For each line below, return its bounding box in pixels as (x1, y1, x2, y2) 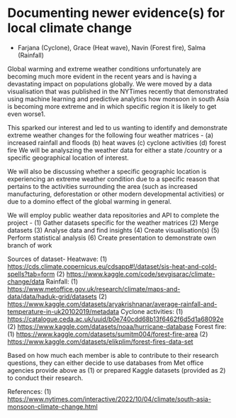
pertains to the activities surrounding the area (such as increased (7, 182, 198, 190)
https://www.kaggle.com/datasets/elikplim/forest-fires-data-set (7, 337, 193, 346)
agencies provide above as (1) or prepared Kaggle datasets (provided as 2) (7, 366, 226, 374)
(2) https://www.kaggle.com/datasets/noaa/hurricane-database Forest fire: (7, 322, 227, 330)
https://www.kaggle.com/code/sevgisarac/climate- (66, 269, 215, 278)
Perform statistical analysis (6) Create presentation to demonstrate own (7, 233, 216, 242)
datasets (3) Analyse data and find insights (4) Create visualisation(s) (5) (7, 226, 220, 234)
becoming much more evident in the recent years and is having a (7, 72, 197, 81)
